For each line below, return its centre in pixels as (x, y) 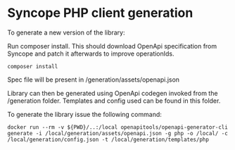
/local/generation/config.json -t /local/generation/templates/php (108, 139)
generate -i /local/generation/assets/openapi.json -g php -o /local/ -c (118, 133)
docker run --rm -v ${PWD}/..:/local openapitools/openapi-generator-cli (118, 127)
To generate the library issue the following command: (84, 114)
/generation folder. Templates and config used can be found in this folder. (114, 101)
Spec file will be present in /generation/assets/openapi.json (94, 80)
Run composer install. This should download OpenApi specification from (112, 46)
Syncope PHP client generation (100, 13)
